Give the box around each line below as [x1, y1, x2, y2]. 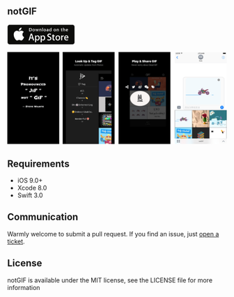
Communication [7, 211, 79, 223]
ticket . [7, 237, 26, 245]
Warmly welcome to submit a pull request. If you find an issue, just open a [7, 229, 219, 238]
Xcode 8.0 [17, 184, 47, 192]
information [7, 283, 40, 291]
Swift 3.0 [17, 191, 43, 199]
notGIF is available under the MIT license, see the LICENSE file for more [7, 275, 213, 284]
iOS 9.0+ [17, 176, 43, 185]
